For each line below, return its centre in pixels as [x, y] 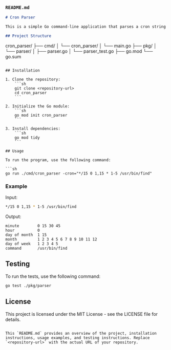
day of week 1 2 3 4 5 [32, 244]
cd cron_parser [31, 93]
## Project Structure [28, 36]
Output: [13, 216]
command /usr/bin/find [36, 248]
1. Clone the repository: [33, 79]
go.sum [13, 56]
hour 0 [23, 231]
